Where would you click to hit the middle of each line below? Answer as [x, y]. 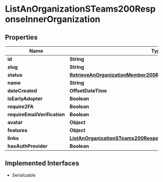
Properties [21, 37]
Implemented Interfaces [42, 163]
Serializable [24, 175]
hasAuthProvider [28, 146]
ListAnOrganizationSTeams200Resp [81, 9]
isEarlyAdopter [25, 99]
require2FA [21, 107]
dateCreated [22, 91]
